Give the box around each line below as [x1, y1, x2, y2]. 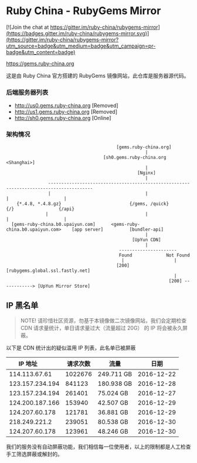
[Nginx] [137, 169, 157, 176]
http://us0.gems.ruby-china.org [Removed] [14, 102, 118, 109]
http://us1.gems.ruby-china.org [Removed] [14, 108, 118, 115]
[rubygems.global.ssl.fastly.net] [6, 268, 91, 274]
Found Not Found [118, 252, 191, 258]
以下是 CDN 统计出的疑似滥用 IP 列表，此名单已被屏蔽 [6, 344, 136, 351]
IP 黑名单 [6, 300, 39, 310]
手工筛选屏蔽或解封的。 [6, 451, 63, 458]
